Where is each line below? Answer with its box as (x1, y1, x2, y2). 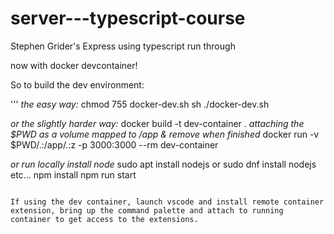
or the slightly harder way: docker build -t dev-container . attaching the (10, 117, 305, 129)
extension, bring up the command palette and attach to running (10, 205, 284, 216)
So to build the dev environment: (10, 78, 145, 91)
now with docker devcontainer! (10, 59, 138, 71)
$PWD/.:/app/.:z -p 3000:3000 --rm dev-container (10, 138, 219, 151)
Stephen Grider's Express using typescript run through (10, 40, 236, 52)
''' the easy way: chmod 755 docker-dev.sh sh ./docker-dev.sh (10, 98, 270, 110)
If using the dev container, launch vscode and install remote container (10, 197, 325, 207)
